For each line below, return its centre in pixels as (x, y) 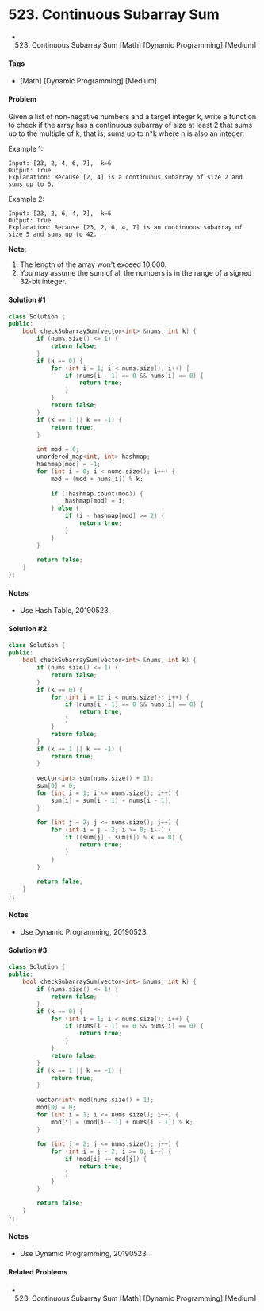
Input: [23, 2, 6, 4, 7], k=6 (60, 214)
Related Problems (38, 1271)
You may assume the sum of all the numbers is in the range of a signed (136, 273)
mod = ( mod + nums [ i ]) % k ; (97, 479)
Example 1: (26, 149)
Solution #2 (28, 628)
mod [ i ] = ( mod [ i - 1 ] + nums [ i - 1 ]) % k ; (122, 1122)
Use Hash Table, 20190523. (65, 611)
